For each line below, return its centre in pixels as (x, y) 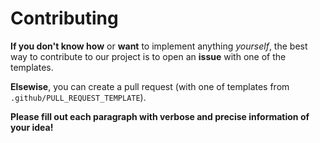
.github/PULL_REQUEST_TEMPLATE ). (78, 97)
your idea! (32, 127)
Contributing (64, 18)
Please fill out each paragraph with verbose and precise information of (160, 116)
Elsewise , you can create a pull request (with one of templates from (150, 86)
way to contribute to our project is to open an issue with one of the (148, 56)
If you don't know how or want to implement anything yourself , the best (159, 46)
